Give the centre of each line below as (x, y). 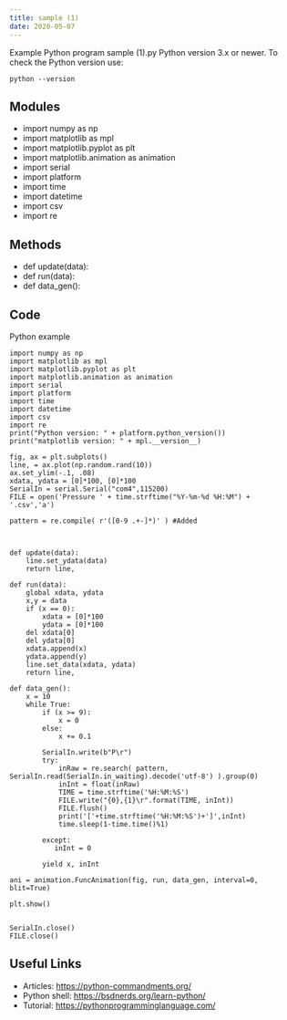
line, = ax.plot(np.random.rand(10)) (81, 465)
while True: (48, 704)
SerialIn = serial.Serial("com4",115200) (89, 489)
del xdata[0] (51, 632)
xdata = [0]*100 (73, 617)
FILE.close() (34, 936)
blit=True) (30, 888)
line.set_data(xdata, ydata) (81, 664)
